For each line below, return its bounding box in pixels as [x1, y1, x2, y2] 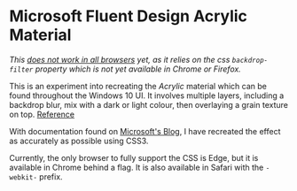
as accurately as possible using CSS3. [9, 135, 149, 146]
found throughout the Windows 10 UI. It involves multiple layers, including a [9, 90, 285, 101]
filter [9, 65, 34, 74]
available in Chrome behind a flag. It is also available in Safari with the [9, 162, 264, 172]
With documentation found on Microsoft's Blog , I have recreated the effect [9, 126, 281, 136]
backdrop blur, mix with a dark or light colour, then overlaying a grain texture [9, 99, 288, 110]
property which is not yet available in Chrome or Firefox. [35, 64, 241, 74]
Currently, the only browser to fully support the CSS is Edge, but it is [9, 152, 259, 163]
